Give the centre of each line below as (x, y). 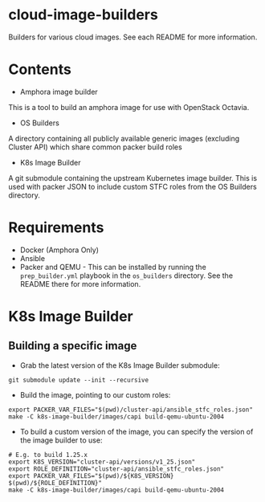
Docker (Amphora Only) (59, 250)
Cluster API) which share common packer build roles (95, 147)
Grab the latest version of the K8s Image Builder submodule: (120, 365)
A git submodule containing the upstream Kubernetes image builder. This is (133, 178)
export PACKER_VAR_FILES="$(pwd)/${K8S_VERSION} (91, 475)
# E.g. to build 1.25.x (48, 455)
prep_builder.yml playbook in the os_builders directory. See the (126, 275)
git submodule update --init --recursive (79, 380)
